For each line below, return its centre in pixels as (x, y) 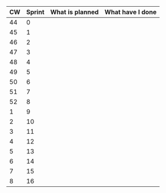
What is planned (74, 12)
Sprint (35, 12)
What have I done (130, 12)
